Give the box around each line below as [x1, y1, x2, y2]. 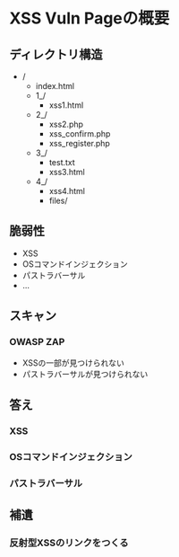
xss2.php [48, 119, 83, 129]
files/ [48, 195, 68, 206]
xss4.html [48, 186, 85, 196]
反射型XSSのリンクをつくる [9, 536, 129, 549]
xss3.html [48, 167, 85, 177]
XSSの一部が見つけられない [21, 357, 125, 368]
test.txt [48, 157, 76, 167]
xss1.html [48, 100, 84, 111]
